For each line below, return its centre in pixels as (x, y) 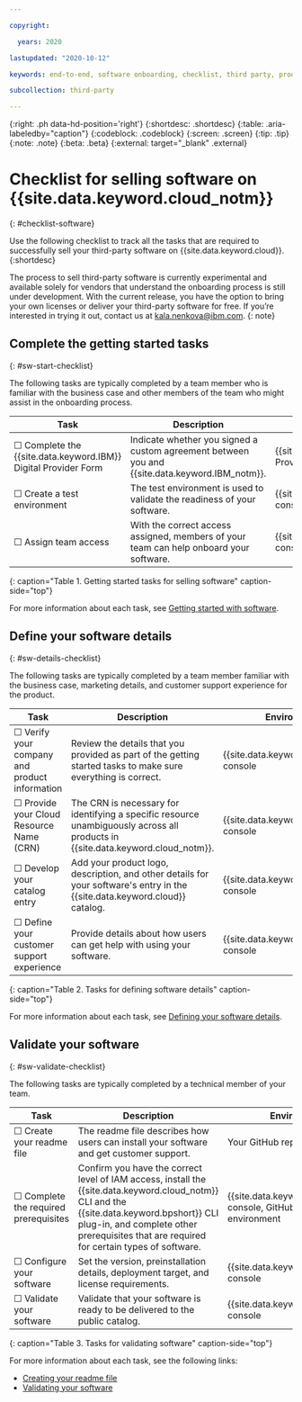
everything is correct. (116, 777)
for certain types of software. (139, 1246)
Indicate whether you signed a (194, 439)
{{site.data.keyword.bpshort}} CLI (148, 1213)
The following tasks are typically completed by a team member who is (139, 382)
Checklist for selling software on (133, 180)
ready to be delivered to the (136, 1309)
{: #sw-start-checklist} (52, 365)
